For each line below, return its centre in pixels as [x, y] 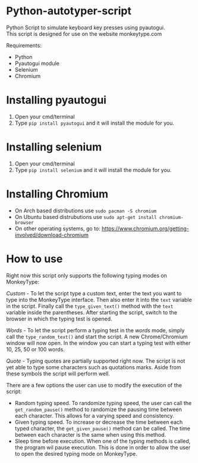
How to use [34, 259]
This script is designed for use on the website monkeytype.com [84, 33]
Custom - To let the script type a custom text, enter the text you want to [94, 293]
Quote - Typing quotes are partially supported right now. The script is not [96, 361]
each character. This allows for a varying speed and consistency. [94, 415]
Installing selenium [54, 147]
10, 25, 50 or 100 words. [36, 349]
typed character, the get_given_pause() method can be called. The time [102, 428]
